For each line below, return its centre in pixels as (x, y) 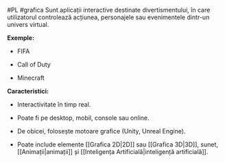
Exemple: (21, 38)
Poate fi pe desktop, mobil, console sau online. (83, 118)
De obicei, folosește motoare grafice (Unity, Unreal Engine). (101, 131)
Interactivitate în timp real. (54, 105)
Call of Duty (34, 64)
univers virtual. (28, 24)
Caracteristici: (28, 91)
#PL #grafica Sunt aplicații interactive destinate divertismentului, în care (109, 10)
